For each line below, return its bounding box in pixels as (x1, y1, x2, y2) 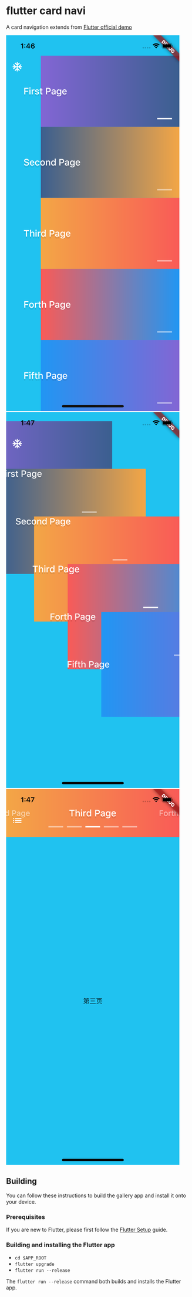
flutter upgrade (14, 1261, 55, 1268)
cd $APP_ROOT (14, 1255, 47, 1261)
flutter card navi (6, 4, 86, 18)
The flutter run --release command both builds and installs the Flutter (6, 1278, 181, 1285)
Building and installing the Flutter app (6, 1241, 116, 1249)
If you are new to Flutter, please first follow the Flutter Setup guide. (6, 1226, 168, 1234)
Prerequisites (6, 1212, 45, 1221)
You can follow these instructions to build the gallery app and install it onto (6, 1192, 187, 1199)
